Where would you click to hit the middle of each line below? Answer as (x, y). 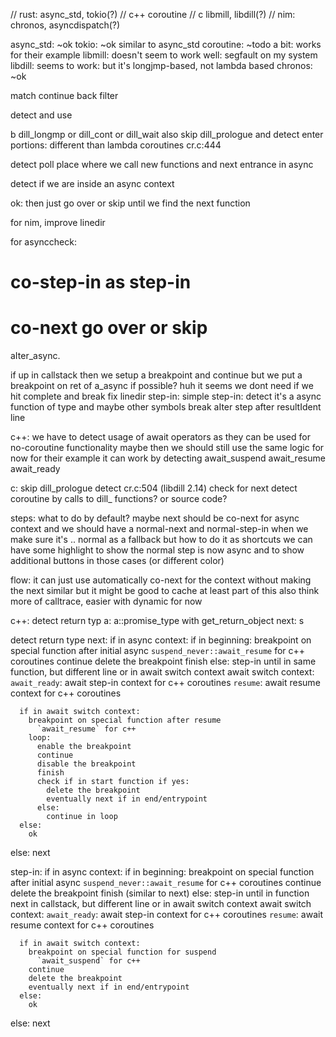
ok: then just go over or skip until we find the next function (130, 203)
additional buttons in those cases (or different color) (117, 561)
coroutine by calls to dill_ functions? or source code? (119, 499)
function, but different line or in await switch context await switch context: (162, 672)
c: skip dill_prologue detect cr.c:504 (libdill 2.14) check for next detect (154, 488)
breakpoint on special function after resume (125, 720)
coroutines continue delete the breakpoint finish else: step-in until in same (163, 661)
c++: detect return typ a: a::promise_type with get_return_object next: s (157, 621)
